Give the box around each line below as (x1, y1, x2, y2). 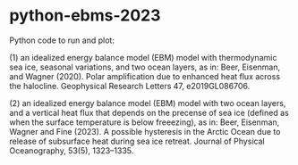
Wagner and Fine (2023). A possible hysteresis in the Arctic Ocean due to (9, 126, 281, 136)
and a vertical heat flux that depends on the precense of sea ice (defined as (9, 107, 289, 118)
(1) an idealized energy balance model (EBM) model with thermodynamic (9, 52, 277, 62)
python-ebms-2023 (9, 5, 161, 26)
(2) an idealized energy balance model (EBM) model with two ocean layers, (9, 97, 286, 108)
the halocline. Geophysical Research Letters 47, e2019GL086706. (9, 80, 251, 91)
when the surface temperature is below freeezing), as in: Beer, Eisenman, (9, 117, 280, 128)
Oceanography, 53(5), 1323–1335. (9, 144, 134, 156)
